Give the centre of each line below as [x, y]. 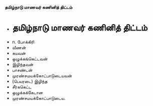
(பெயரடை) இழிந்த [30, 81]
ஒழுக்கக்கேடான [27, 92]
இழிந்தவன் [23, 64]
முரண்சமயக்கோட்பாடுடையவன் [42, 75]
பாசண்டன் [22, 70]
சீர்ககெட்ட [22, 86]
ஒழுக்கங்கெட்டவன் [30, 58]
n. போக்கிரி [23, 41]
